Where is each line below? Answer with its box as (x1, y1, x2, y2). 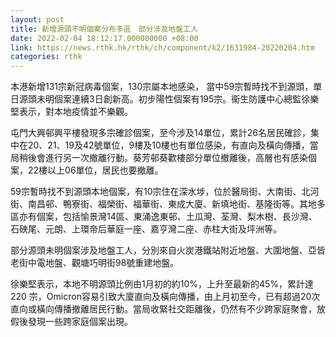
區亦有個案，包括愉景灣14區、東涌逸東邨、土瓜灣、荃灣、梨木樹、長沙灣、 (10, 211, 318, 223)
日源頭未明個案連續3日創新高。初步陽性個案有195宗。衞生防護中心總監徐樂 (10, 93, 320, 105)
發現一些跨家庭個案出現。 (27, 316, 133, 328)
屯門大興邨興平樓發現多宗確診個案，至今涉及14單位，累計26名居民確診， (10, 127, 311, 139)
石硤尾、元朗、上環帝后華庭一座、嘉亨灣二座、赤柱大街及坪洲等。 (10, 223, 282, 235)
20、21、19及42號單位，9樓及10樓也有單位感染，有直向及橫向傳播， (27, 139, 310, 151)
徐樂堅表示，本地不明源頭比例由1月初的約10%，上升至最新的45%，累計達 (10, 278, 315, 290)
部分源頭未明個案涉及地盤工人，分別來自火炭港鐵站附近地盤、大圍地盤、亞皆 (10, 244, 326, 256)
